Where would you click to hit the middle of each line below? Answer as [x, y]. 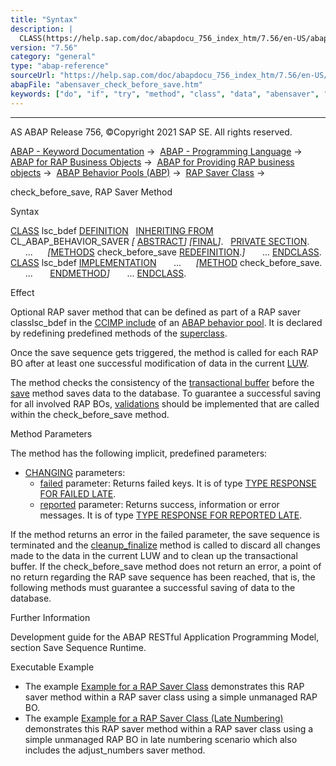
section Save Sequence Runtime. [78, 647]
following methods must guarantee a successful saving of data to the [153, 587]
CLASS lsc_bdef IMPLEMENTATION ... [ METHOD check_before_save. [166, 262]
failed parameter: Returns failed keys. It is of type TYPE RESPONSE [178, 483]
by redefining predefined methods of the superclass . [119, 333]
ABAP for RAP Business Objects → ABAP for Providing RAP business [152, 162]
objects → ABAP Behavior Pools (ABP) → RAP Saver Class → [138, 172]
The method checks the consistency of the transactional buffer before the [162, 382]
